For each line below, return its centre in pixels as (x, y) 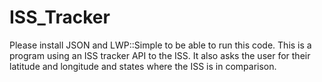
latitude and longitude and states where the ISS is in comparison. (143, 66)
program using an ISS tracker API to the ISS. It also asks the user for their (160, 55)
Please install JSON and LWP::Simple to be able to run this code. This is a (160, 45)
